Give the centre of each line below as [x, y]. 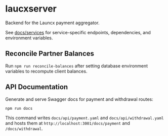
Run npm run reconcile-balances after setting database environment [77, 65]
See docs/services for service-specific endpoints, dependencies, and [78, 32]
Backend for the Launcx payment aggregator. [52, 23]
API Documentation [37, 87]
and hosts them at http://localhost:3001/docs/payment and [68, 123]
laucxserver [31, 9]
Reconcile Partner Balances [50, 54]
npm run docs [19, 108]
